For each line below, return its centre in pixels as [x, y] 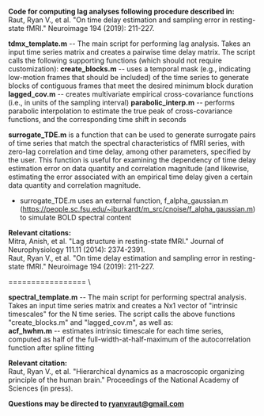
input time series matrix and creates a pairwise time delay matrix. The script [132, 52]
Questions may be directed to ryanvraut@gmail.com [96, 404]
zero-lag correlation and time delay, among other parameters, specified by [130, 151]
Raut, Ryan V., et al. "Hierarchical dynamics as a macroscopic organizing [126, 371]
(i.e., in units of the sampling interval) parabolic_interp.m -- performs [122, 103]
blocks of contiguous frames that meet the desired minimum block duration [131, 86]
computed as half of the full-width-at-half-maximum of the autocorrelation [130, 339]
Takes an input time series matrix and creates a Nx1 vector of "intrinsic [123, 305]
